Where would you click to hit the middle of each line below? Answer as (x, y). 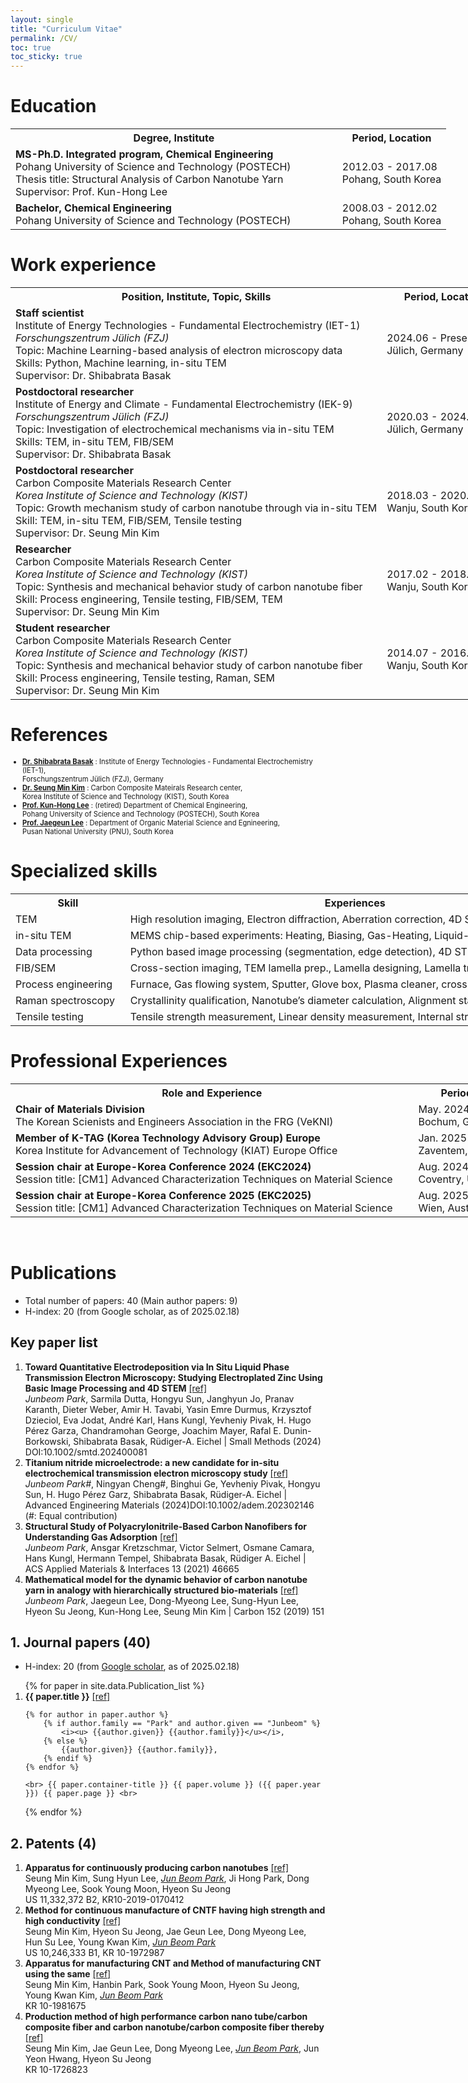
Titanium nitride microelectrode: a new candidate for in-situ (152, 1462)
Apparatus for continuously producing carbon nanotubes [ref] (157, 1868)
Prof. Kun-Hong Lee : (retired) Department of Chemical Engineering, (135, 805)
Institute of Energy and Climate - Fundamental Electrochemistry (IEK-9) (184, 404)
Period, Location (391, 138)
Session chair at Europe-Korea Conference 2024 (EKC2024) (163, 1166)
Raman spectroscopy (65, 1000)
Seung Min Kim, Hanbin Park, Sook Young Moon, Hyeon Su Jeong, (162, 1985)
